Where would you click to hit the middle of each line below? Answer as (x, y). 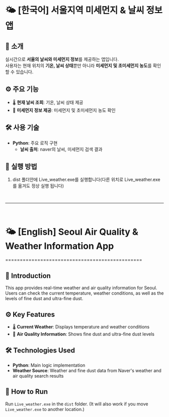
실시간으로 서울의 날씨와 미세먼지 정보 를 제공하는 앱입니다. (62, 59)
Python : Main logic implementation (49, 365)
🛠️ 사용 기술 (22, 128)
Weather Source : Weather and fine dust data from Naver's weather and (87, 370)
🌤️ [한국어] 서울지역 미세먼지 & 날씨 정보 (84, 10)
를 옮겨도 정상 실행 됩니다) (38, 186)
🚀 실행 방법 (21, 167)
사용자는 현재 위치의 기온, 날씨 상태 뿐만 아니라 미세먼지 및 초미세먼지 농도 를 (78, 65)
